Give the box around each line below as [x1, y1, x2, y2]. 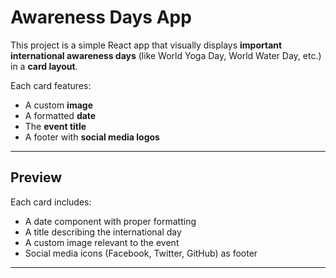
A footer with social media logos [24, 131, 160, 143]
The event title [24, 120, 87, 132]
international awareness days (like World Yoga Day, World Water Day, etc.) [10, 49, 322, 61]
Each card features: [10, 79, 92, 91]
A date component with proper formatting [24, 215, 197, 227]
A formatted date [24, 109, 97, 121]
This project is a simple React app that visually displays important [10, 39, 283, 51]
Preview [10, 169, 63, 186]
